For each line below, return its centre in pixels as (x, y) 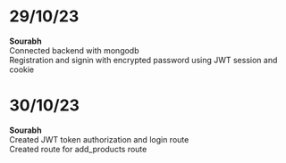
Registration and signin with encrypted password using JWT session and (143, 60)
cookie (22, 69)
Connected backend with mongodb (75, 50)
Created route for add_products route (78, 149)
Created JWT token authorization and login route (99, 139)
